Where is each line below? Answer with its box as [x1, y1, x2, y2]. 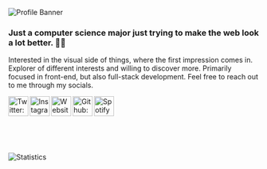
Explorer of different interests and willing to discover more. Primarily [8, 63, 232, 73]
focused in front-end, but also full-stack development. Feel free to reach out [8, 72, 259, 82]
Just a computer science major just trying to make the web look [8, 27, 259, 38]
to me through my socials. [8, 80, 94, 90]
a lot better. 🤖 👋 [8, 36, 66, 48]
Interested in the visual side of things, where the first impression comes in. [8, 56, 253, 65]
